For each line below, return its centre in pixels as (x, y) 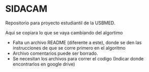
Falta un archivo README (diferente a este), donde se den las (77, 42)
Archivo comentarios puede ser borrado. (55, 53)
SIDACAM (26, 9)
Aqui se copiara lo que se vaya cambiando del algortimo (64, 32)
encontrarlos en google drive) (44, 64)
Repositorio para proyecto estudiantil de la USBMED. (60, 23)
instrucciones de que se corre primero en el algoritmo (69, 48)
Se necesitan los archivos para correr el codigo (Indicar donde (78, 58)
